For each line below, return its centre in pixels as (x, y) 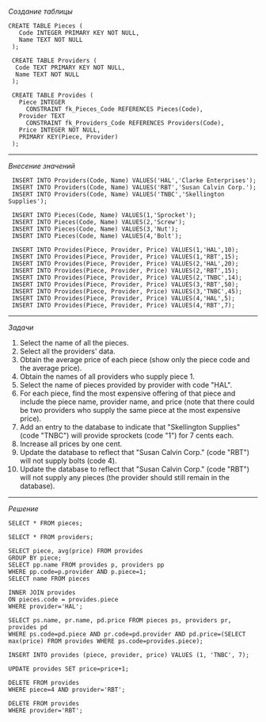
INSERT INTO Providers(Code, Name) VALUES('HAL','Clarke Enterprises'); (134, 181)
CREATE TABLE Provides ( (52, 95)
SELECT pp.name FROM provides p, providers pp (86, 565)
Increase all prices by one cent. (71, 444)
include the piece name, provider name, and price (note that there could (137, 402)
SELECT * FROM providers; (51, 537)
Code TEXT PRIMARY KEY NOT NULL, (70, 67)
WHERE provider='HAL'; (46, 606)
